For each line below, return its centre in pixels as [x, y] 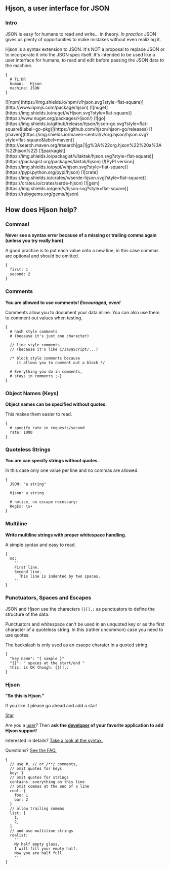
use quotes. [18, 635]
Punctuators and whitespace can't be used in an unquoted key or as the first [85, 624]
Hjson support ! [21, 731]
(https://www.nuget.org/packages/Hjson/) [49, 118]
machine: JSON [25, 88]
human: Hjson [26, 83]
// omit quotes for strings [39, 777]
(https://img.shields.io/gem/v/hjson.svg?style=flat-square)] [67, 188]
